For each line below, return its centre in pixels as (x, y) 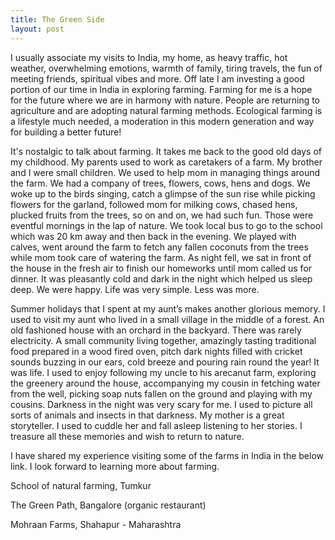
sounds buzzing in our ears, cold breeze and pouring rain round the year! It (165, 362)
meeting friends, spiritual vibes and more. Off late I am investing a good (157, 78)
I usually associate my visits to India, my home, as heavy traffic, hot (149, 57)
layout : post (37, 29)
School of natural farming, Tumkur (81, 485)
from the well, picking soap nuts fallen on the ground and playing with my (161, 393)
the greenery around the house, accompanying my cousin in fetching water (165, 383)
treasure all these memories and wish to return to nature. (127, 436)
